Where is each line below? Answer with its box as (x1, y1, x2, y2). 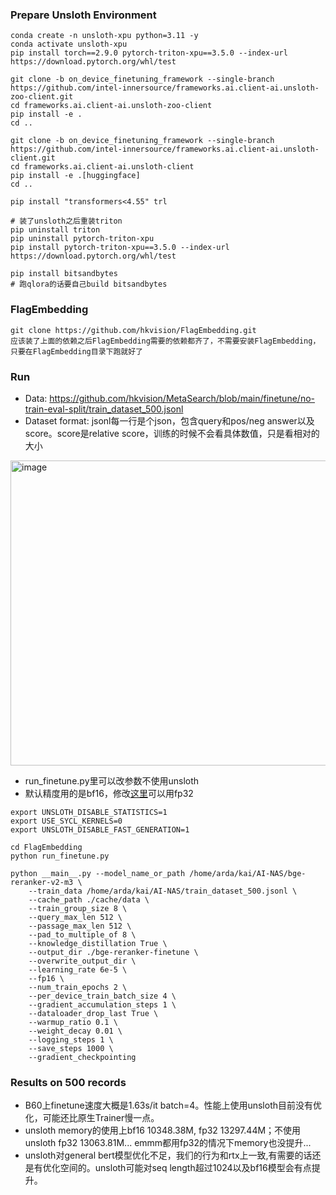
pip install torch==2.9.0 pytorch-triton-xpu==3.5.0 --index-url (10, 48, 288, 58)
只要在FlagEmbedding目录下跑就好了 (10, 346, 143, 357)
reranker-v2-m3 (10, 877, 74, 887)
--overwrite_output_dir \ (28, 956, 137, 966)
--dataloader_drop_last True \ (28, 1008, 159, 1018)
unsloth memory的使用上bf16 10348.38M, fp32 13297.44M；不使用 (24, 1124, 302, 1137)
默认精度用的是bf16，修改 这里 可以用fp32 (24, 787, 194, 799)
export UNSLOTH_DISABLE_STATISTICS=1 (10, 807, 168, 817)
